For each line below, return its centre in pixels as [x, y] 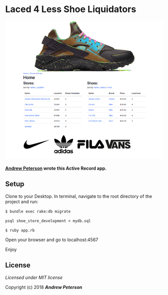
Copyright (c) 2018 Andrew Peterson [44, 287]
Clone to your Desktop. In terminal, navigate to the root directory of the [79, 196]
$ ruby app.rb [20, 230]
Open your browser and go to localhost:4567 [52, 240]
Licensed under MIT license [34, 277]
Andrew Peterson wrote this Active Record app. [56, 168]
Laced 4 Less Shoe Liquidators [71, 9]
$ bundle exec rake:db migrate [38, 211]
